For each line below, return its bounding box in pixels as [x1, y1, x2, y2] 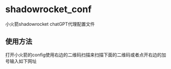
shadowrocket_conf [5, 4, 92, 15]
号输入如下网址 [5, 58, 37, 64]
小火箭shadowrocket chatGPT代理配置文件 [5, 21, 95, 27]
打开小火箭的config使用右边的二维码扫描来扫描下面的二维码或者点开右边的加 [5, 52, 166, 58]
